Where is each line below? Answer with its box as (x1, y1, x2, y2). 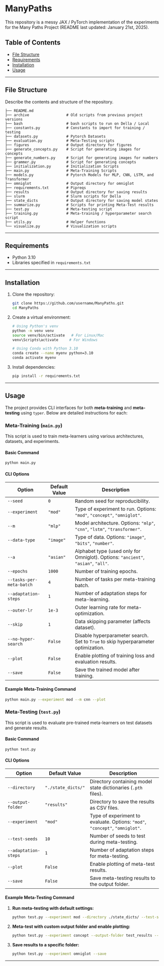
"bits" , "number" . (75, 540, 114, 547)
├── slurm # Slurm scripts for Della (5, 194, 121, 198)
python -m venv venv (12, 328, 54, 333)
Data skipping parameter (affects (75, 618, 150, 625)
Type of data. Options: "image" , (75, 534, 146, 541)
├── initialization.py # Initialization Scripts (5, 164, 119, 169)
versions (5, 117, 23, 122)
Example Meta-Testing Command (5, 894, 75, 900)
